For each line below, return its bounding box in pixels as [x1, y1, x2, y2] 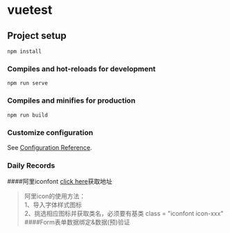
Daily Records [7, 160, 56, 170]
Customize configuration [7, 128, 94, 137]
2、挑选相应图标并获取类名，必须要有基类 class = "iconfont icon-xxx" [24, 209, 224, 218]
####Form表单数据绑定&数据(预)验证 [24, 218, 131, 227]
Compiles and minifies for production [7, 96, 135, 105]
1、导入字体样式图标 [24, 200, 82, 209]
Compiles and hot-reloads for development [7, 64, 156, 74]
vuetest [7, 2, 53, 18]
